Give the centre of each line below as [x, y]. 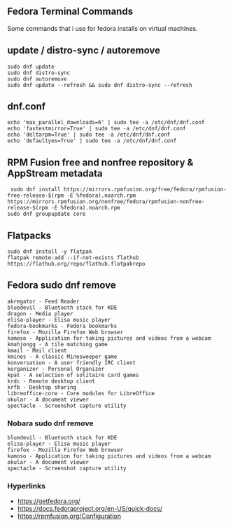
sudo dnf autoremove [37, 79]
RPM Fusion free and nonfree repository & [100, 162]
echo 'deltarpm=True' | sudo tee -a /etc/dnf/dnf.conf [89, 135]
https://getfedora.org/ [49, 501]
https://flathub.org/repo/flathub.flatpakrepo [76, 264]
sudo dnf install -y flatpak [50, 252]
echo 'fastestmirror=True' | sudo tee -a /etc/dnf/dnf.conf [97, 129]
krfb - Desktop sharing [42, 387]
